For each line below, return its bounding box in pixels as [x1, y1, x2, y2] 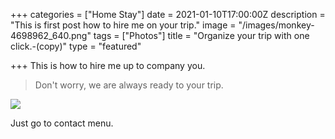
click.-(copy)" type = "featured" [10, 40, 142, 52]
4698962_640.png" [10, 30, 92, 41]
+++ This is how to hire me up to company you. [10, 60, 206, 71]
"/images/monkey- [238, 19, 315, 31]
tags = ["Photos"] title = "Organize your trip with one [93, 30, 310, 41]
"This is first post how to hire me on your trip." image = [10, 19, 237, 31]
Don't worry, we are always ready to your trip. [34, 79, 224, 91]
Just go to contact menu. [10, 117, 114, 129]
